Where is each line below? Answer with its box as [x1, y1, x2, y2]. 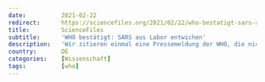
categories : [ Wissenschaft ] [8, 55, 111, 63]
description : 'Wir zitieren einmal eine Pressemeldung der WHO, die [8, 41, 245, 48]
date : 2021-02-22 [8, 11, 97, 20]
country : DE [8, 48, 69, 55]
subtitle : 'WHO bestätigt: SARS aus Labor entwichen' [8, 33, 207, 41]
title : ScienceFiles [8, 26, 104, 34]
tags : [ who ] [8, 62, 80, 70]
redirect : [8, 19, 41, 27]
